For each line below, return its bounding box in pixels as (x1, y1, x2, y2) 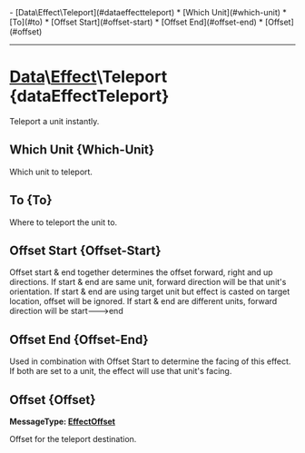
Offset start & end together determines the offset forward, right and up (9, 267, 274, 278)
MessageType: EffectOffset (9, 416, 116, 427)
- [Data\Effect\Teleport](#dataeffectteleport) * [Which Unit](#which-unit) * (9, 7, 288, 17)
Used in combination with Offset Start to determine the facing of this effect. (9, 356, 291, 367)
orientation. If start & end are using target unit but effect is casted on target (9, 286, 290, 297)
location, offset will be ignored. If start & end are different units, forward (9, 296, 278, 307)
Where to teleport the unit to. (9, 216, 118, 228)
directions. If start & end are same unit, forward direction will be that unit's (9, 277, 287, 288)
